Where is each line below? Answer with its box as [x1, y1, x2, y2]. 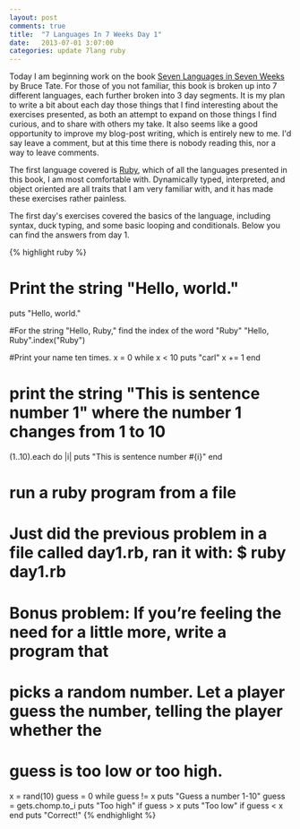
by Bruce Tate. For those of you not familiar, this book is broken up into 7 [9, 81, 278, 91]
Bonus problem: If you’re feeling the [9, 602, 282, 623]
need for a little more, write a [9, 622, 227, 642]
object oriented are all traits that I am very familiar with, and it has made [9, 184, 274, 194]
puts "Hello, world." [9, 308, 81, 319]
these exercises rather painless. [9, 194, 127, 204]
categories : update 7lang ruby [9, 47, 126, 56]
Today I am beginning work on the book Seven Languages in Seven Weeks [9, 71, 285, 82]
